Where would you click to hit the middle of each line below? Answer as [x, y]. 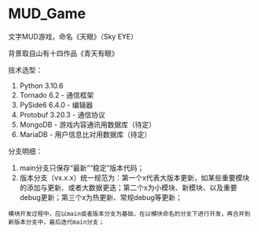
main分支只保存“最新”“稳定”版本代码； [82, 168]
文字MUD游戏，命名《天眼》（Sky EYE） [73, 36]
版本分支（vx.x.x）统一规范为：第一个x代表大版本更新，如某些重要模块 [135, 177]
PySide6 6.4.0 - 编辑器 [56, 105]
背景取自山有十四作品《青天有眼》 [63, 53]
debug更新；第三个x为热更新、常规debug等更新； [101, 197]
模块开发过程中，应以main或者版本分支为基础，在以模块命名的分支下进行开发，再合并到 [129, 213]
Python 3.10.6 [41, 85]
